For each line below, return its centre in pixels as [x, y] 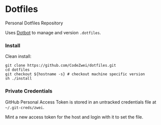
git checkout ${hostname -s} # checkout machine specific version [75, 74]
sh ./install [19, 79]
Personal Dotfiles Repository [34, 23]
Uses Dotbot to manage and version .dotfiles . [53, 32]
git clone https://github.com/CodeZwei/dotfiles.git [61, 66]
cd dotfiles [17, 70]
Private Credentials [29, 91]
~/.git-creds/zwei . [25, 107]
